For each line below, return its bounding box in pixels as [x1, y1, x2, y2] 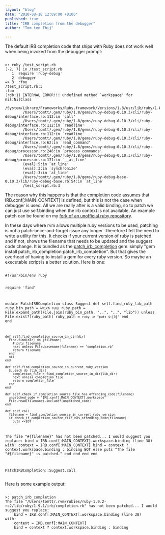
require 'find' [5, 285, 36, 290]
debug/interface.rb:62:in [5, 140, 58, 145]
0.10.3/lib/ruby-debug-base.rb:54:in [5, 179, 82, 184]
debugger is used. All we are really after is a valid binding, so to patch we [5, 203, 153, 209]
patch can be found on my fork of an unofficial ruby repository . [5, 213, 133, 219]
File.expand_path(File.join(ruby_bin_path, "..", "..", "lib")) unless [5, 310, 155, 315]
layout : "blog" [5, 7, 36, 12]
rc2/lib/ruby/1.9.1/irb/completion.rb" [5, 503, 87, 508]
